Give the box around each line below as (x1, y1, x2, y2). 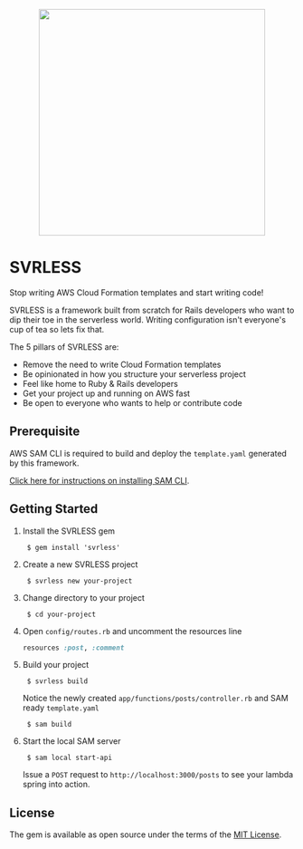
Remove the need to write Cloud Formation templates (22, 359, 222, 370)
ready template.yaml (22, 702, 99, 713)
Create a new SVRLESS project (22, 558, 138, 570)
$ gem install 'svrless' (26, 543, 120, 552)
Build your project (22, 660, 90, 671)
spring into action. (22, 779, 90, 790)
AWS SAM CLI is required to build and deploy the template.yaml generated (9, 448, 288, 458)
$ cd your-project (26, 610, 97, 619)
